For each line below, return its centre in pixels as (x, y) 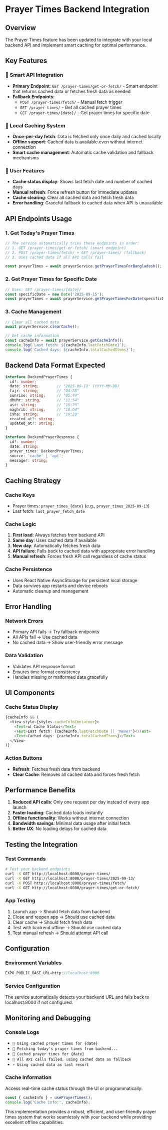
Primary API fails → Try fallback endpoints (56, 632)
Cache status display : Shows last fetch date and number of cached (82, 182)
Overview (21, 28)
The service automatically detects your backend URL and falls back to (77, 997)
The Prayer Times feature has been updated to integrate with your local (79, 40)
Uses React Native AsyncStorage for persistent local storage (75, 580)
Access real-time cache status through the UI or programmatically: (74, 1088)
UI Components (30, 692)
